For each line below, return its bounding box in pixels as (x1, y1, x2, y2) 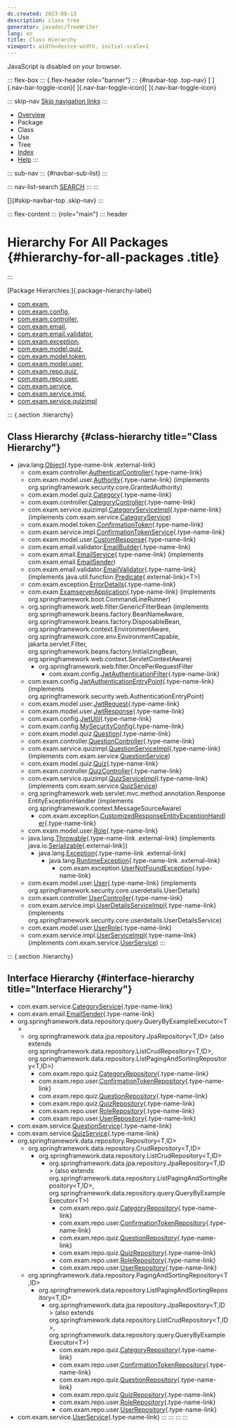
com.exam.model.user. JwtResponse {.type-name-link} (27, 707, 184, 715)
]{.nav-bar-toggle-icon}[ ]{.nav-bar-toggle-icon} (76, 84, 217, 91)
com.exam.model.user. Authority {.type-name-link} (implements (27, 475, 210, 483)
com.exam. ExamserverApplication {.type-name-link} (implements (27, 588, 216, 596)
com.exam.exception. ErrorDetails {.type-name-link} (27, 580, 176, 588)
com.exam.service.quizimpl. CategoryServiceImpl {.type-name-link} (27, 505, 222, 514)
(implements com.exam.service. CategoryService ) (27, 512, 172, 521)
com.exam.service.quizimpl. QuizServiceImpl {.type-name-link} (27, 774, 208, 782)
